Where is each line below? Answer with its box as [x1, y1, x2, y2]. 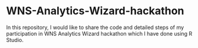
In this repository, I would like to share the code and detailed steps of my [6, 24, 184, 31]
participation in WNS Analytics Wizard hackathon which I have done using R [6, 30, 193, 37]
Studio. [6, 36, 24, 43]
